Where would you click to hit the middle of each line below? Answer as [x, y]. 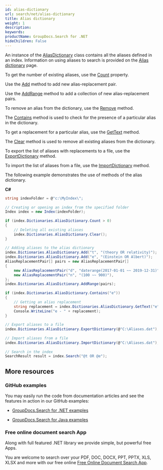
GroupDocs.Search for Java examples [50, 420]
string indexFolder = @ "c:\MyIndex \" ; [44, 198]
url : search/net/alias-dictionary [40, 14]
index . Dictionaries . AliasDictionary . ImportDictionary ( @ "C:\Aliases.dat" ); [82, 343]
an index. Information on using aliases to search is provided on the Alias [77, 60]
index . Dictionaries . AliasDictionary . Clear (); [61, 234]
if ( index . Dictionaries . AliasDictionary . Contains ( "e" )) [63, 293]
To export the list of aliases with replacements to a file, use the [68, 151]
